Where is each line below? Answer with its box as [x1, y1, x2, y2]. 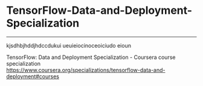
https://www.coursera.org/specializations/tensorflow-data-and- [6, 66, 166, 73]
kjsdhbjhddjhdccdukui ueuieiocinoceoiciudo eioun [6, 41, 132, 49]
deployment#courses [6, 73, 59, 80]
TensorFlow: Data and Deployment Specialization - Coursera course [6, 54, 176, 61]
